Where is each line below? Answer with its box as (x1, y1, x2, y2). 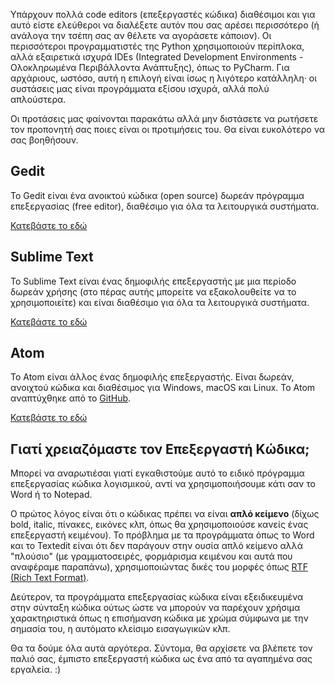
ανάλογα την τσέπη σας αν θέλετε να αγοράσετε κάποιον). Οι (10, 30, 272, 41)
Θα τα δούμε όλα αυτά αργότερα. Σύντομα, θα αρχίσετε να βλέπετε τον (10, 642, 313, 654)
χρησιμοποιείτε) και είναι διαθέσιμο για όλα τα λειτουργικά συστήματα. (10, 296, 310, 308)
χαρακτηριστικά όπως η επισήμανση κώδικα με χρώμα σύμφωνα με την (10, 612, 309, 624)
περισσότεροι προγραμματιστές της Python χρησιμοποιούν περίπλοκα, (10, 40, 305, 52)
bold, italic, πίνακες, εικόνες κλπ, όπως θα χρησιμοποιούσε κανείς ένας (10, 519, 309, 531)
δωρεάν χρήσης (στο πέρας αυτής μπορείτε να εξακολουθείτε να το (10, 285, 297, 298)
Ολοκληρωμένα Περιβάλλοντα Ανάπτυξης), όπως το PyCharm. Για (10, 62, 290, 73)
